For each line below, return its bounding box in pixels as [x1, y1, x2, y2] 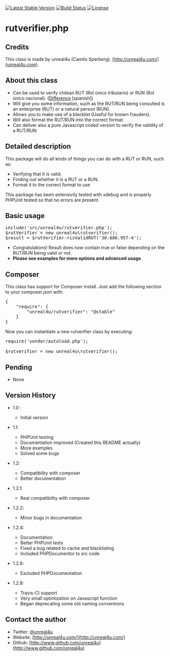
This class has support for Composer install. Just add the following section [5, 284, 161, 290]
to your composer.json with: [5, 289, 63, 295]
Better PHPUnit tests [20, 539, 63, 545]
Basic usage [5, 212, 45, 220]
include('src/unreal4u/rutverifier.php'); [5, 225, 113, 231]
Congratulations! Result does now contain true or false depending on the [12, 245, 165, 251]
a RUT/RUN [12, 127, 37, 133]
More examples [20, 444, 53, 451]
